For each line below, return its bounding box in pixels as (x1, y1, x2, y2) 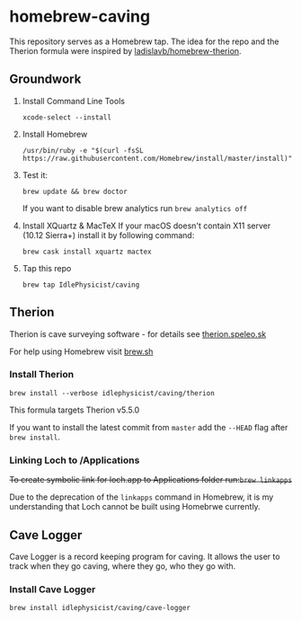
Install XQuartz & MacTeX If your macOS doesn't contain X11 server (22, 220, 271, 231)
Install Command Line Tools (22, 95, 126, 106)
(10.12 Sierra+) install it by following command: (22, 229, 195, 240)
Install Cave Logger (9, 582, 96, 595)
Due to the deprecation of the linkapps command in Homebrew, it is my (9, 492, 274, 502)
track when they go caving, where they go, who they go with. (9, 560, 236, 572)
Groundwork (9, 72, 82, 87)
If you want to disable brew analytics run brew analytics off (22, 202, 248, 213)
